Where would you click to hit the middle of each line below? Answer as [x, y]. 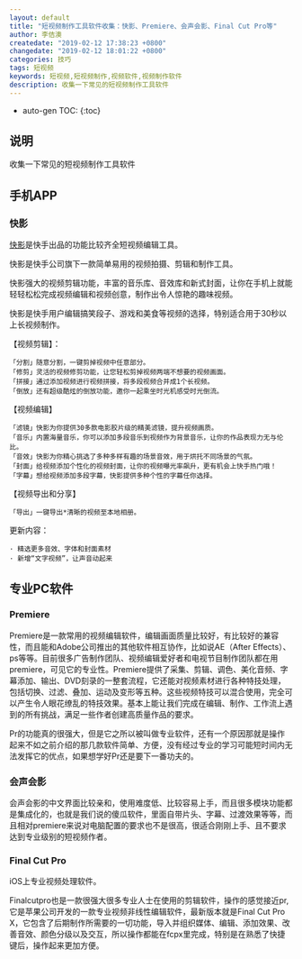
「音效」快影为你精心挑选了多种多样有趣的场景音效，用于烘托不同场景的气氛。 [133, 457]
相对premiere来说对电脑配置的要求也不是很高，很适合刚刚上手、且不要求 [151, 826]
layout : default [40, 18]
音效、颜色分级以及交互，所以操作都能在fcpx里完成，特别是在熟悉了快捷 [151, 935]
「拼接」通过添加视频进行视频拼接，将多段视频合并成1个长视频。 [111, 382]
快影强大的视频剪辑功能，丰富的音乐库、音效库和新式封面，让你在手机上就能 [151, 283]
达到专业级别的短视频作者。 [61, 837]
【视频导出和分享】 [45, 494]
